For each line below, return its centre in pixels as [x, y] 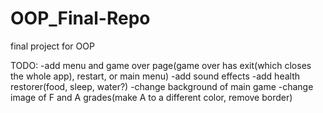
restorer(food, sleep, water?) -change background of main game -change [162, 86]
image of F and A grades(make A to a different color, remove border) [151, 97]
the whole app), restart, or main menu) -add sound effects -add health [155, 76]
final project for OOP [52, 46]
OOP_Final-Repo [80, 18]
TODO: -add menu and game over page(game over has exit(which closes [161, 65]
